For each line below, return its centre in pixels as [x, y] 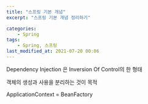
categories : [21, 29]
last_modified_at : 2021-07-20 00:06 [53, 51]
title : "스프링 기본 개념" [36, 12]
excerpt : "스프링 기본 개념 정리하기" [48, 18]
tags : [13, 40]
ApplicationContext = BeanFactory [50, 94]
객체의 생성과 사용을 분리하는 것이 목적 [52, 82]
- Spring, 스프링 [37, 46]
